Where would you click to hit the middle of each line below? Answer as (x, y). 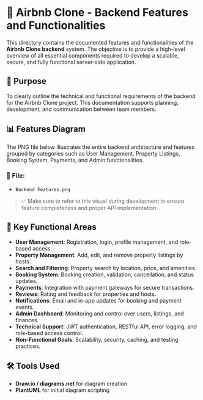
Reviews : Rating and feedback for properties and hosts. (86, 294)
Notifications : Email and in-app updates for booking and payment (98, 300)
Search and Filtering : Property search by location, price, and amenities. (106, 268)
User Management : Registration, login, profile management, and (97, 242)
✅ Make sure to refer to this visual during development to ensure (103, 201)
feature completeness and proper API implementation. (89, 208)
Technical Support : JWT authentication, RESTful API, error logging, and (106, 326)
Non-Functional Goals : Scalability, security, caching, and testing (97, 339)
